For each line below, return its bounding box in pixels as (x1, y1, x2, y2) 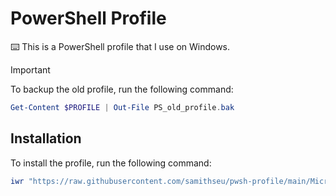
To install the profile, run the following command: (10, 157, 212, 169)
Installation (10, 130, 82, 147)
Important (10, 63, 51, 76)
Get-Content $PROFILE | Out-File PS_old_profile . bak (10, 102, 235, 112)
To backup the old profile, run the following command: (10, 83, 234, 95)
